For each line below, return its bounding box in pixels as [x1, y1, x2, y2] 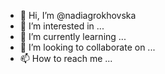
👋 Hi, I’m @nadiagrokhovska [19, 10, 137, 21]
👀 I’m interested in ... [19, 20, 105, 32]
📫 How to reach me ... [19, 53, 113, 64]
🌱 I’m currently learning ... [19, 31, 127, 42]
